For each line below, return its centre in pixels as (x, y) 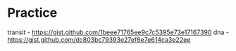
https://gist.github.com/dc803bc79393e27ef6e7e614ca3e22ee (99, 39)
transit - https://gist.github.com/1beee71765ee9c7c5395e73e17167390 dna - (118, 32)
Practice (32, 13)
